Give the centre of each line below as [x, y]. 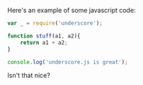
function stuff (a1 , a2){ [44, 36]
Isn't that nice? [29, 75]
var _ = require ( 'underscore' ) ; [55, 23]
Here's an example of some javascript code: [71, 10]
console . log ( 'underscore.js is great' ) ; [68, 62]
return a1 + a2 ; [44, 42]
